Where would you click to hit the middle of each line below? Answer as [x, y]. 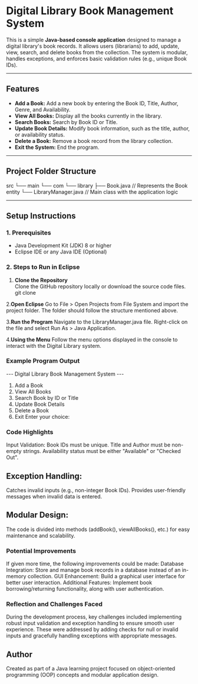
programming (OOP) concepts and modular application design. [82, 675]
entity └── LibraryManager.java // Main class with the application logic [92, 192]
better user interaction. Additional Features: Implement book [79, 582]
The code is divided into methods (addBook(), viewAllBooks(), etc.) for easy [98, 529]
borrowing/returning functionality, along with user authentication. [85, 589]
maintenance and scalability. [41, 535]
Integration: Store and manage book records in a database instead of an [93, 570]
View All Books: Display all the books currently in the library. [88, 116]
